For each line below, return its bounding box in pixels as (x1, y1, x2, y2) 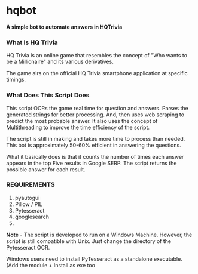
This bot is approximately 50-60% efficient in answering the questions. (6, 141, 181, 149)
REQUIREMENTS (6, 180, 55, 189)
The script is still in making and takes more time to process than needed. (6, 135, 185, 142)
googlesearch (14, 213, 50, 220)
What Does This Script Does (6, 91, 90, 99)
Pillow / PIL (14, 201, 43, 208)
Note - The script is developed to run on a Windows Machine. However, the (6, 231, 193, 238)
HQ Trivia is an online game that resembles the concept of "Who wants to (6, 52, 187, 59)
